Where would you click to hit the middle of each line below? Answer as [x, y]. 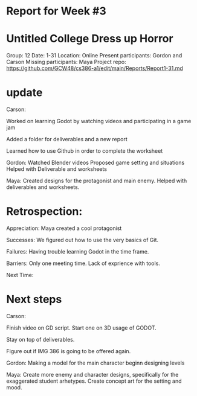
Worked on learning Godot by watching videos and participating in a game [99, 121]
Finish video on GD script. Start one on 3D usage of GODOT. [82, 328]
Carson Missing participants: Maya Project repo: [66, 62]
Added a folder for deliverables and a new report [67, 139]
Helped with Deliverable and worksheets [57, 169]
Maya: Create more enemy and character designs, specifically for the [92, 374]
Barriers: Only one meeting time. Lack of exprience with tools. [83, 263]
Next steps [34, 299]
